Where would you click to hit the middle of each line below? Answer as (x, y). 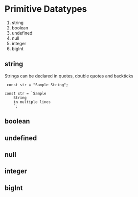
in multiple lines (32, 102)
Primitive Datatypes (46, 9)
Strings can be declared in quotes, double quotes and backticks (69, 76)
